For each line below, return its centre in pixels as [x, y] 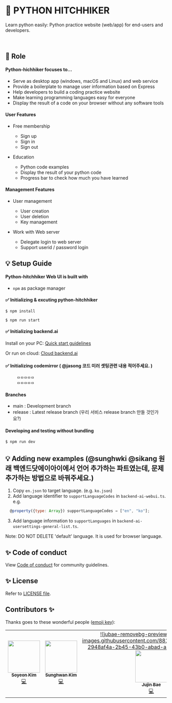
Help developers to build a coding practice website [66, 92]
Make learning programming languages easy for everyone [74, 97]
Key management [39, 222]
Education [23, 157]
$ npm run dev [20, 442]
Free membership [31, 126]
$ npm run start [23, 320]
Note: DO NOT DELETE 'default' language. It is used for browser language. [84, 536]
